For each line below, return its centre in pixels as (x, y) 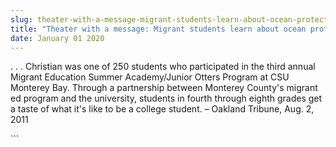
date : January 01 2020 (57, 38)
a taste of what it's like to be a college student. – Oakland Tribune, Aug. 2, (162, 109)
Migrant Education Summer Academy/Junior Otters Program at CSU (150, 77)
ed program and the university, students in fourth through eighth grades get (166, 98)
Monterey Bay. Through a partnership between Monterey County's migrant (164, 88)
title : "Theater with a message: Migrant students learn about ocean (158, 29)
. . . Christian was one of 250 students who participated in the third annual (163, 67)
